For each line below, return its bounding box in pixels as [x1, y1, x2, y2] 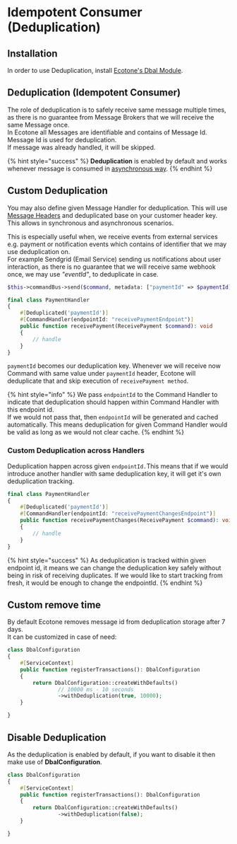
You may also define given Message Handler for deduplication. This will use [7, 203, 228, 212]
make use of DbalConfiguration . [7, 758, 102, 766]
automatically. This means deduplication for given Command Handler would [7, 420, 228, 429]
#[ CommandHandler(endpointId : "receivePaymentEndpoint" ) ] [20, 316, 194, 323]
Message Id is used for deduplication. [7, 135, 117, 144]
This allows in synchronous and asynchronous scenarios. [7, 219, 174, 227]
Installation [7, 47, 58, 59]
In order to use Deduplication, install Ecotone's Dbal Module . [7, 67, 183, 74]
